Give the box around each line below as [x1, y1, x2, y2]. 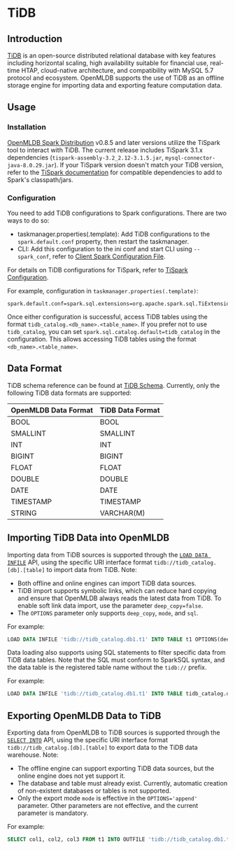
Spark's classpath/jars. [7, 175, 73, 183]
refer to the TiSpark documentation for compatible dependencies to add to [7, 168, 222, 176]
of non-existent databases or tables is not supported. [17, 786, 171, 795]
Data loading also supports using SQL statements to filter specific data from [7, 648, 226, 657]
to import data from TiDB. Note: [46, 565, 138, 573]
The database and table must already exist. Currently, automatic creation [17, 779, 228, 788]
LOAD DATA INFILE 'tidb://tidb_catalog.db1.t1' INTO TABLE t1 [7, 636, 192, 643]
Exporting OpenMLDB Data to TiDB [7, 709, 162, 722]
